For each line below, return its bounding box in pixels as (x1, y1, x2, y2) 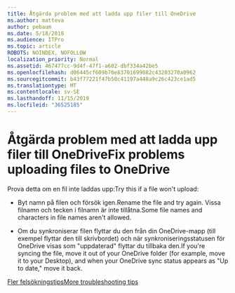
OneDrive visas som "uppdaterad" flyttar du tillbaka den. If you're (17, 241, 206, 250)
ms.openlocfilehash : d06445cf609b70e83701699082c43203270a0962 (7, 69, 196, 76)
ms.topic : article (7, 43, 61, 50)
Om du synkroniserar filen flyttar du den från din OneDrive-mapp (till (17, 226, 216, 235)
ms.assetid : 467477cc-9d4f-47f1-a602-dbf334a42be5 (7, 62, 159, 69)
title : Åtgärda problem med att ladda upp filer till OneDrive (7, 10, 196, 18)
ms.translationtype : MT (7, 82, 77, 89)
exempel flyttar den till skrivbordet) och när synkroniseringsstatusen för (17, 234, 226, 243)
